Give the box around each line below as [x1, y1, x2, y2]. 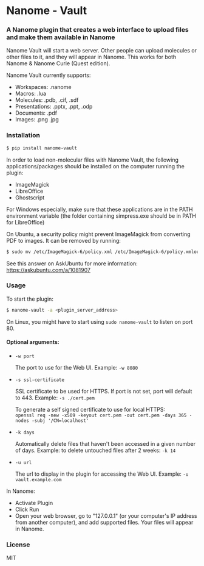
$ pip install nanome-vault [6, 145, 78, 151]
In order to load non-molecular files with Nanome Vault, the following [6, 156, 179, 163]
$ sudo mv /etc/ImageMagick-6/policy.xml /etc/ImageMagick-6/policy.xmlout [6, 248, 202, 255]
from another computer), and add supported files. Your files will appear [15, 518, 194, 526]
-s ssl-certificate [15, 376, 65, 383]
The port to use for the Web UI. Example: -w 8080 [15, 364, 138, 371]
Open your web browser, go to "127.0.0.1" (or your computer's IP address [15, 512, 197, 519]
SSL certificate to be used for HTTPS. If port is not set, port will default [15, 387, 192, 395]
